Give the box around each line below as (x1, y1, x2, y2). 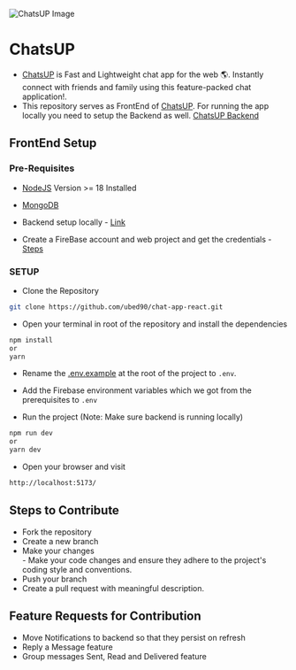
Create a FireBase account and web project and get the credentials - (21, 234, 272, 244)
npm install (9, 335, 53, 344)
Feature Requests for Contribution (9, 609, 201, 624)
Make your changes (21, 545, 95, 556)
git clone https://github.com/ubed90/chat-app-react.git (9, 302, 224, 312)
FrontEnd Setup (9, 135, 97, 150)
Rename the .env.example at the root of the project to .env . (21, 368, 237, 379)
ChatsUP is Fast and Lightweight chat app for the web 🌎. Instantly (21, 69, 264, 80)
